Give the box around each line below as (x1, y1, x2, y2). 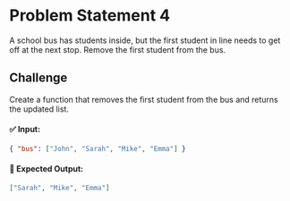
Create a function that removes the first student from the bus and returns (9, 94, 279, 105)
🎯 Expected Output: (9, 163, 83, 174)
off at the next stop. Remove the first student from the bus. (9, 44, 226, 54)
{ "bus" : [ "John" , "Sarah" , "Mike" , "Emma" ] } (9, 144, 186, 153)
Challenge (9, 71, 68, 86)
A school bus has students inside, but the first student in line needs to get (9, 35, 281, 46)
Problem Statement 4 (9, 5, 171, 26)
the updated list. (9, 104, 70, 114)
